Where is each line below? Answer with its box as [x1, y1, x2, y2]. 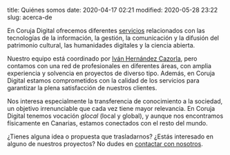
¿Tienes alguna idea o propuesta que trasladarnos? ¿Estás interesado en [7, 132, 214, 141]
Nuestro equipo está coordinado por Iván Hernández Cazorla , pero [7, 54, 198, 63]
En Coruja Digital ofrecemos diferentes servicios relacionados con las [7, 27, 205, 34]
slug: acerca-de [7, 13, 52, 21]
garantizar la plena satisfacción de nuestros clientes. [7, 84, 157, 92]
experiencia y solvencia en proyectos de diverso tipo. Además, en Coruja [7, 69, 215, 77]
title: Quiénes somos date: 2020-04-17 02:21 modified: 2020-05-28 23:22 [7, 6, 218, 14]
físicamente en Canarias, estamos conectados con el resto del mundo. [7, 119, 209, 127]
